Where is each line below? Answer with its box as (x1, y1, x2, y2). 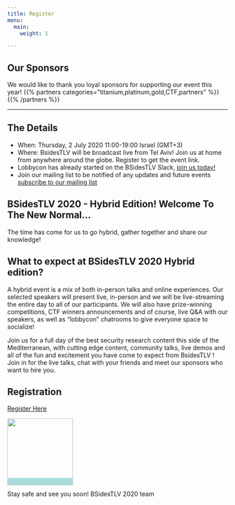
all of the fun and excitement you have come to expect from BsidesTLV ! (7, 351, 215, 359)
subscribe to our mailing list (17, 178, 98, 186)
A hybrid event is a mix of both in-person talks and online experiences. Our (7, 285, 224, 293)
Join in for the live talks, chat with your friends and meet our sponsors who (7, 358, 224, 366)
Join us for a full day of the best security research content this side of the (7, 335, 219, 344)
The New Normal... (7, 209, 92, 221)
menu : (7, 17, 23, 24)
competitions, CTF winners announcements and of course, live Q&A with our (7, 307, 228, 316)
